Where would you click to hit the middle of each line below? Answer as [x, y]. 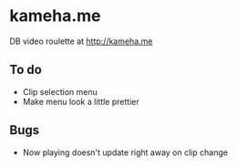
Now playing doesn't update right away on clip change [125, 152]
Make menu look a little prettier [81, 101]
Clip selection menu [60, 91]
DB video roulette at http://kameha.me [81, 41]
